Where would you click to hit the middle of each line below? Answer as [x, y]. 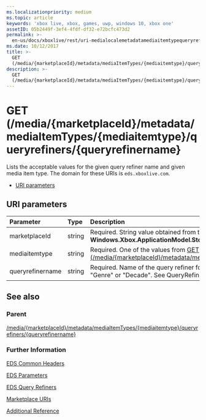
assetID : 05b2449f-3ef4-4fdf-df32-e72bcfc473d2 [68, 29]
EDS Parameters [27, 375]
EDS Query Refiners [32, 387]
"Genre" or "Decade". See [128, 275]
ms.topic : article [30, 18]
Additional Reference [33, 411]
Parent [17, 315]
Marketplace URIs [29, 399]
